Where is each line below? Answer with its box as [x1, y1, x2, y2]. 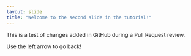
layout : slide [6, 8, 43, 15]
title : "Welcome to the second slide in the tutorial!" [6, 14, 152, 20]
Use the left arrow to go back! [6, 43, 81, 50]
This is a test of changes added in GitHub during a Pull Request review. [6, 31, 185, 38]
